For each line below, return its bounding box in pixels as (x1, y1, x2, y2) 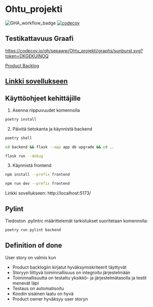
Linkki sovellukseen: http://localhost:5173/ (5, 190, 91, 196)
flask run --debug (5, 153, 43, 158)
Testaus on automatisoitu (12, 285, 65, 291)
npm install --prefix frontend (5, 172, 70, 177)
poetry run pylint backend (5, 228, 61, 233)
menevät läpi (12, 280, 39, 286)
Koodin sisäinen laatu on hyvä (12, 291, 74, 297)
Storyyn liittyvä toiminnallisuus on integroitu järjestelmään (12, 269, 131, 275)
